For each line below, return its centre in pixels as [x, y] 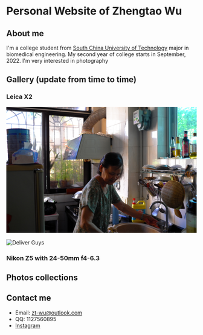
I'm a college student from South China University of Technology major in [98, 48]
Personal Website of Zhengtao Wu [94, 11]
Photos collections [42, 278]
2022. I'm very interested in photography [57, 61]
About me [25, 33]
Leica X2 [19, 97]
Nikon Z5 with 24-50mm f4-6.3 [53, 258]
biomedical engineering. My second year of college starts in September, [96, 54]
